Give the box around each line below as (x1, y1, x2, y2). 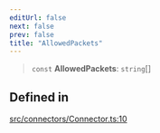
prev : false (9, 30, 54, 39)
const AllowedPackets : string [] (31, 63, 152, 74)
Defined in (9, 90, 70, 105)
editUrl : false (9, 13, 67, 23)
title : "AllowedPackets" (9, 38, 103, 48)
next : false (9, 22, 54, 31)
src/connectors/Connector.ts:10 (9, 114, 128, 125)
